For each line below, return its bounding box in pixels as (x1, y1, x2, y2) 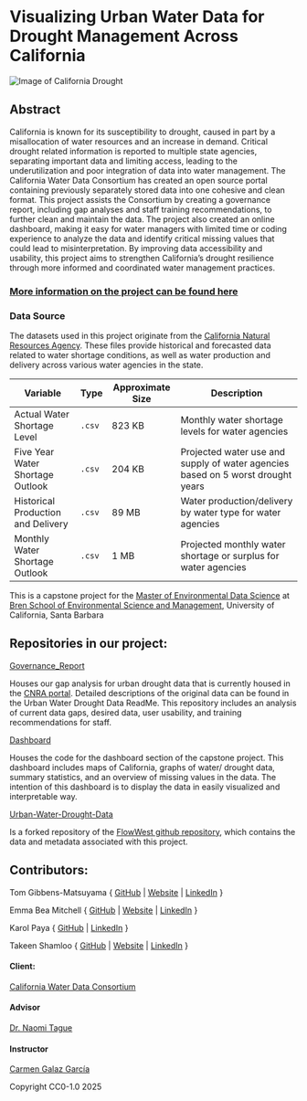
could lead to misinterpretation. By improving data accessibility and (9, 242, 263, 253)
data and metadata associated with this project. (9, 836, 189, 847)
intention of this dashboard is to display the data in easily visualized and (9, 781, 281, 792)
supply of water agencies (180, 457, 290, 470)
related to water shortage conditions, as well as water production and (9, 349, 271, 360)
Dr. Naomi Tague (9, 1022, 73, 1033)
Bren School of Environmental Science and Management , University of (9, 599, 275, 610)
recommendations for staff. (9, 716, 112, 727)
